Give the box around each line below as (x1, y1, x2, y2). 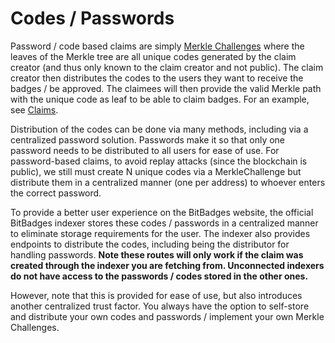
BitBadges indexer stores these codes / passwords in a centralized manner (10, 217, 319, 229)
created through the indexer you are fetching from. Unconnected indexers (10, 259, 325, 271)
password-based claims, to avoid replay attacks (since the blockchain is (10, 155, 308, 167)
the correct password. (10, 187, 102, 199)
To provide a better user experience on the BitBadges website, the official (10, 206, 314, 218)
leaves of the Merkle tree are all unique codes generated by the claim (10, 50, 297, 62)
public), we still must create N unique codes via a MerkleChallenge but (10, 165, 302, 177)
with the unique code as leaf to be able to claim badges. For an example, (10, 93, 310, 105)
